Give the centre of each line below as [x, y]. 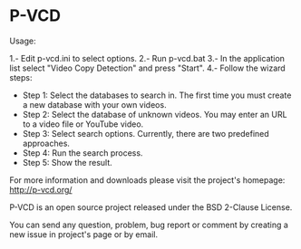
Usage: [23, 41]
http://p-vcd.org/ [41, 189]
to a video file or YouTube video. [83, 124]
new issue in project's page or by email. [84, 234]
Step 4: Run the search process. [83, 153]
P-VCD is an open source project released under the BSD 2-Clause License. [151, 207]
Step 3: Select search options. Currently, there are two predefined [146, 133]
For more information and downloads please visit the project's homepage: [147, 180]
